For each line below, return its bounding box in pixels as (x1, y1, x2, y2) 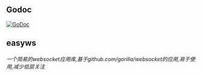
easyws (6, 38, 36, 48)
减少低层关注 (13, 63, 45, 70)
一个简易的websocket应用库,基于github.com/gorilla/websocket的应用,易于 (6, 55, 191, 62)
